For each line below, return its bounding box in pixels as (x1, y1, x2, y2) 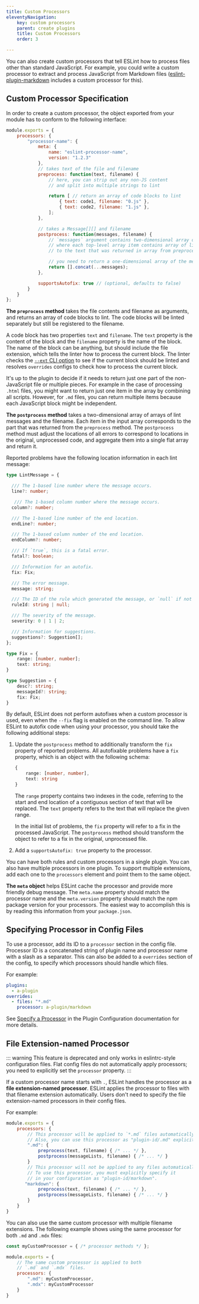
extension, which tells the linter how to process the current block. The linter (6, 350, 191, 358)
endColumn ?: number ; (11, 537, 62, 543)
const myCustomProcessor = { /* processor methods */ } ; (6, 1243, 150, 1249)
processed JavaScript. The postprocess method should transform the (14, 828, 184, 836)
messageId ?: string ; (17, 688, 68, 694)
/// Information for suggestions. (11, 629, 97, 635)
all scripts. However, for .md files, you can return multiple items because (6, 394, 182, 401)
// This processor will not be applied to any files (27, 1164, 161, 1170)
